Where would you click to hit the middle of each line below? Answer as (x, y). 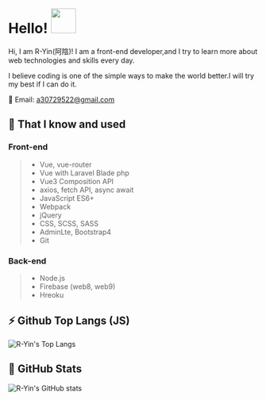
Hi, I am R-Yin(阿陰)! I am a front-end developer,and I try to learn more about (133, 51)
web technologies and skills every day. (71, 60)
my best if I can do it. (42, 84)
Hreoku (52, 294)
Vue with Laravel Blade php (84, 173)
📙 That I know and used (67, 124)
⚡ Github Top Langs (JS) (69, 321)
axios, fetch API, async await (87, 190)
